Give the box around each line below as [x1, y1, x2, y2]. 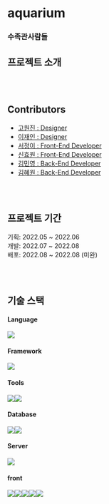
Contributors [7, 103, 66, 115]
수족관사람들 [7, 32, 48, 42]
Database [7, 410, 37, 418]
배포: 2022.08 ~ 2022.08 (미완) [7, 250, 98, 259]
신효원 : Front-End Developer [17, 150, 102, 158]
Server [7, 442, 28, 451]
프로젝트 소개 [7, 56, 62, 68]
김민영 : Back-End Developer [17, 159, 101, 168]
